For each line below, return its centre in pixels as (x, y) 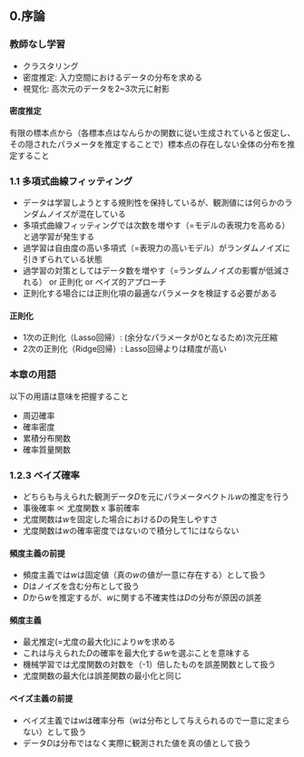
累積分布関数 (46, 438)
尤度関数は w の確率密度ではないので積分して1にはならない (131, 530)
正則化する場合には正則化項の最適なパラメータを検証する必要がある (150, 294)
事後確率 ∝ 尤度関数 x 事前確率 (81, 508)
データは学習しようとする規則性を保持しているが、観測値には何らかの (153, 203)
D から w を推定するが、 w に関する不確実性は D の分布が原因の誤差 (142, 597)
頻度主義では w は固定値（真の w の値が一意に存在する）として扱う (144, 575)
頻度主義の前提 (37, 553)
